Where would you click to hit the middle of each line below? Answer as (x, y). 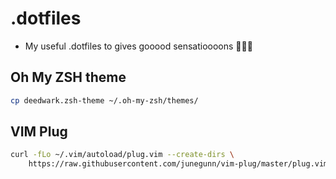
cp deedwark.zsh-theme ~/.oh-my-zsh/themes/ (104, 100)
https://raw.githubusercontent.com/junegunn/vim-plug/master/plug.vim (178, 164)
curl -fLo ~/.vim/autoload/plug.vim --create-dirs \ (122, 155)
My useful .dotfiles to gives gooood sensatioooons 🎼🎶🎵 (138, 46)
